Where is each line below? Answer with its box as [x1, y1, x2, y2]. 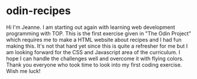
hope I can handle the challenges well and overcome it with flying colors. [6, 55, 184, 62]
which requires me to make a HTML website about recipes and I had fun [6, 36, 182, 43]
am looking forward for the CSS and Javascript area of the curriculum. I [6, 48, 180, 55]
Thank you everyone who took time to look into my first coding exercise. [6, 61, 182, 68]
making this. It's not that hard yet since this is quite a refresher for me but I [6, 42, 188, 50]
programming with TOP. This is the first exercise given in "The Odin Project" [6, 29, 191, 37]
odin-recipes [6, 4, 71, 18]
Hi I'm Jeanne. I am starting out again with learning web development [6, 24, 176, 31]
